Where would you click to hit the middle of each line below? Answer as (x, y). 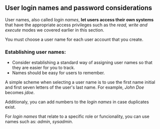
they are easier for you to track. (43, 68)
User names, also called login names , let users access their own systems (79, 19)
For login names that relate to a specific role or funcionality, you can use (77, 116)
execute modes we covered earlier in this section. (55, 30)
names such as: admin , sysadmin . (39, 122)
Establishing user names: (36, 52)
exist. (10, 107)
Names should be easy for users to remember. (58, 73)
